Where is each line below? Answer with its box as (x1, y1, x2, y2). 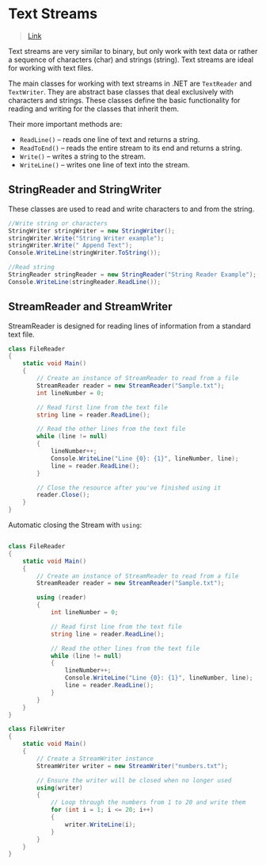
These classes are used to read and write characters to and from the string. (8, 204, 255, 213)
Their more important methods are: (8, 119, 123, 129)
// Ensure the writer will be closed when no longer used (36, 776, 232, 784)
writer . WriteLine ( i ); (64, 821, 136, 828)
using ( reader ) (36, 594, 87, 602)
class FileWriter (8, 725, 66, 733)
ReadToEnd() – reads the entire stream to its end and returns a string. (19, 143, 243, 152)
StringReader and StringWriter (8, 183, 162, 197)
